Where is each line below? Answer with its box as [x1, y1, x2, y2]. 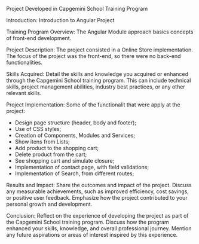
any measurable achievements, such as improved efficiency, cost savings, [6, 188, 189, 195]
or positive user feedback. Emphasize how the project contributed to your [6, 194, 188, 201]
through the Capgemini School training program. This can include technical [6, 77, 191, 84]
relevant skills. [6, 90, 42, 96]
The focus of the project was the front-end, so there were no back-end [6, 53, 181, 59]
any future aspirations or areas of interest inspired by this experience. [6, 231, 178, 238]
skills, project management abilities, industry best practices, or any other [6, 83, 185, 90]
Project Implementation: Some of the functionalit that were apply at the [6, 101, 180, 108]
